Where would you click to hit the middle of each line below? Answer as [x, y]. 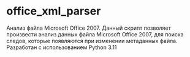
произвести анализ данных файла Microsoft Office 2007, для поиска [95, 34]
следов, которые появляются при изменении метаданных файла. [92, 41]
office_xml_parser [54, 11]
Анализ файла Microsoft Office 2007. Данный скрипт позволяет [89, 28]
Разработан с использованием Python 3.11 [62, 47]
